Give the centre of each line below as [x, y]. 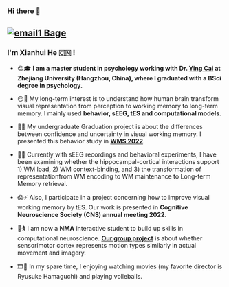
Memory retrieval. [42, 183]
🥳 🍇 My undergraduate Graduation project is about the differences [110, 126]
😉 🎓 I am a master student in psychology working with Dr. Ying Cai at [119, 68]
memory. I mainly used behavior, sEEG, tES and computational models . [119, 113]
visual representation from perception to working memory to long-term [118, 106]
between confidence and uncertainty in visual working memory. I [109, 134]
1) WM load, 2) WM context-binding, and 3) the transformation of [109, 169]
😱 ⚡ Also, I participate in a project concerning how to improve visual [113, 197]
